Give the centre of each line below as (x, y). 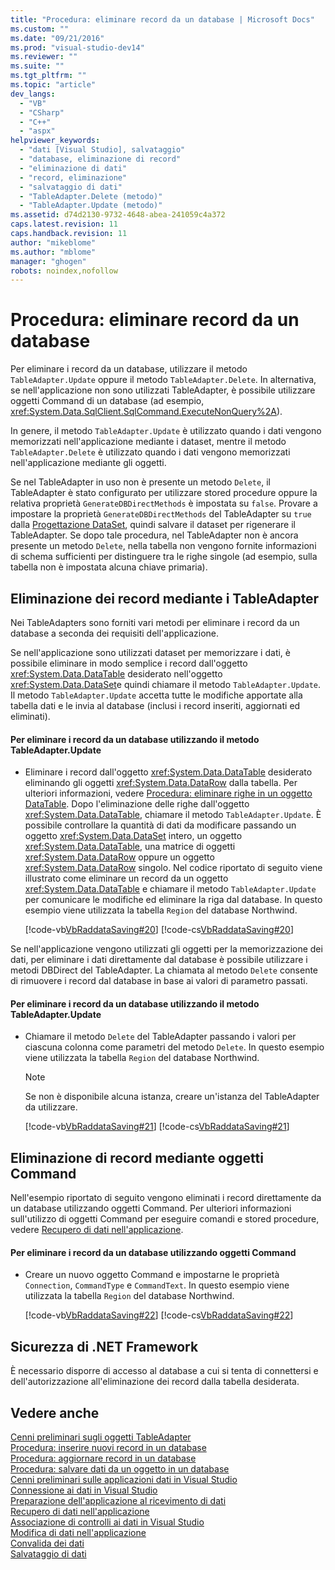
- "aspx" (37, 131)
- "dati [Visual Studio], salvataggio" (102, 150)
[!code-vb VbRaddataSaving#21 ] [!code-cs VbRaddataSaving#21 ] (157, 1127)
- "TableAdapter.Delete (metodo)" (91, 196)
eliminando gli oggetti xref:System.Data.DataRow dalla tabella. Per (161, 783)
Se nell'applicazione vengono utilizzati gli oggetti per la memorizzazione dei (166, 949)
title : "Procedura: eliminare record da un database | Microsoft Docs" (162, 19)
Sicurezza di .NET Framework (104, 1346)
